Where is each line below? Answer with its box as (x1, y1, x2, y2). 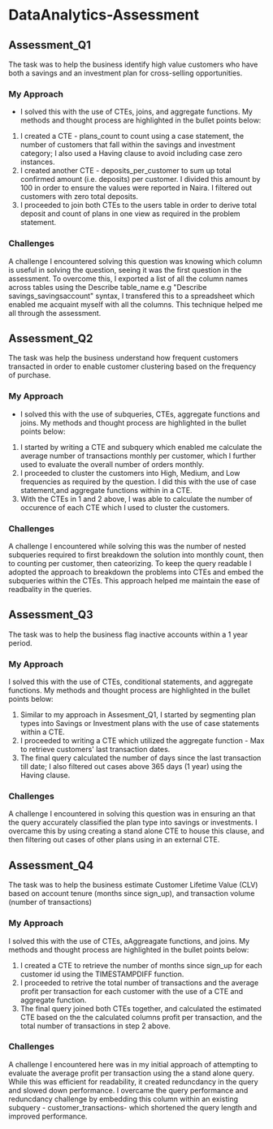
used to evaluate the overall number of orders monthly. (19, 459, 205, 469)
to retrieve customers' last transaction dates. (19, 745, 171, 755)
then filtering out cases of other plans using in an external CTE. (8, 835, 220, 845)
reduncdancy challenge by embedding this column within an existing (8, 1094, 238, 1104)
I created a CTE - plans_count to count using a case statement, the (19, 132, 245, 141)
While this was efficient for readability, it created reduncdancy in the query (8, 1076, 258, 1086)
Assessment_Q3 (8, 608, 93, 622)
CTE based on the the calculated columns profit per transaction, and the (19, 1012, 262, 1022)
